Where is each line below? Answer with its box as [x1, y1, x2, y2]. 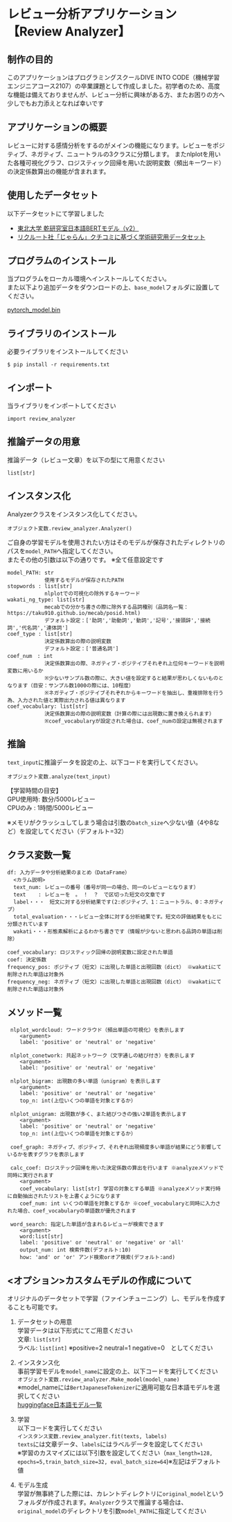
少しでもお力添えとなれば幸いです [7, 99, 104, 108]
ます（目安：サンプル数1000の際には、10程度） [17, 682, 134, 689]
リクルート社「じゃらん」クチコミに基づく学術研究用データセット [17, 232, 206, 241]
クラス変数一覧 [7, 849, 71, 861]
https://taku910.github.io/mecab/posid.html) [7, 609, 141, 616]
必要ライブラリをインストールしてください [7, 348, 128, 356]
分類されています [7, 921, 48, 928]
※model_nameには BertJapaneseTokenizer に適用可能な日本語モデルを [17, 1383, 215, 1392]
